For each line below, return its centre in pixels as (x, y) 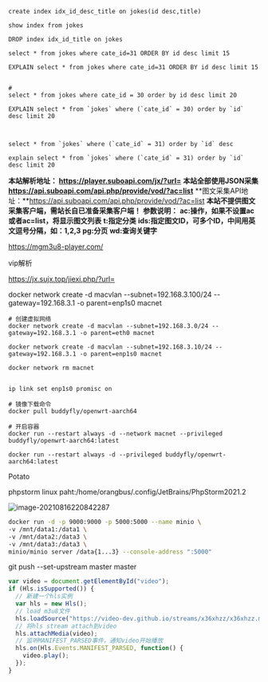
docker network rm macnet (51, 368)
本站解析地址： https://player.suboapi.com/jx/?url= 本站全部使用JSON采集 (134, 181)
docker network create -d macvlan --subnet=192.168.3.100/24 (110, 294)
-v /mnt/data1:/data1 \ (48, 529)
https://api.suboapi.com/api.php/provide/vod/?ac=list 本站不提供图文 (142, 201)
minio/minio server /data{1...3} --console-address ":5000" (110, 552)
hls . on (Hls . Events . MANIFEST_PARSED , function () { (99, 648)
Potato (19, 476)
